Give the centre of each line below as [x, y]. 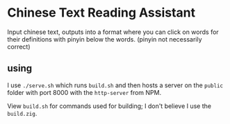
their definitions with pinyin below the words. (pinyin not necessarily [105, 39]
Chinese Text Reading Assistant [101, 13]
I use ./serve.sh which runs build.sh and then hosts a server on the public [115, 85]
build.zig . [22, 113]
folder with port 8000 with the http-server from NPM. [84, 92]
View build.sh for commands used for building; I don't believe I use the [109, 106]
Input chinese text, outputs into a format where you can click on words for [113, 32]
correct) [19, 46]
